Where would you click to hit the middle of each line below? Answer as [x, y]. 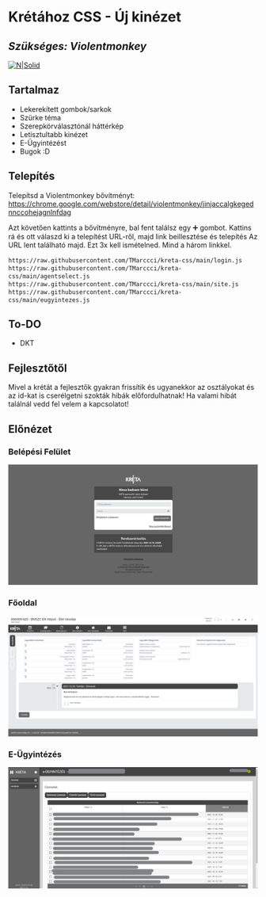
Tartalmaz [34, 90]
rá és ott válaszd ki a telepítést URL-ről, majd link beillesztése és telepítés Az [133, 236]
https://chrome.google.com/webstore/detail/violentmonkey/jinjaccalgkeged [131, 204]
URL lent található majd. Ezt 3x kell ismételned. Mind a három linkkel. [120, 245]
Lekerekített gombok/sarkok [66, 109]
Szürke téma [40, 117]
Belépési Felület [40, 452]
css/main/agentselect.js [49, 276]
